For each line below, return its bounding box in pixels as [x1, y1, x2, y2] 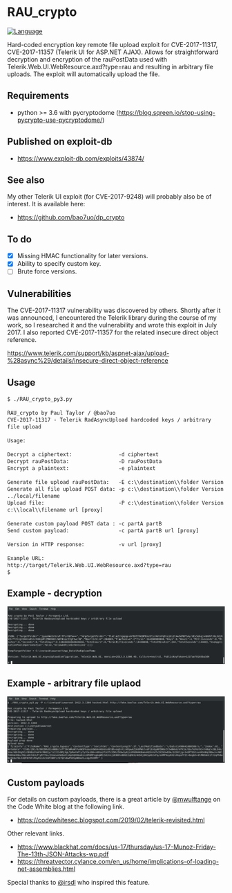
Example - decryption [7, 588, 102, 599]
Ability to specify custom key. [17, 260, 101, 268]
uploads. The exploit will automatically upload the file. [7, 70, 160, 78]
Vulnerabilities [7, 288, 72, 300]
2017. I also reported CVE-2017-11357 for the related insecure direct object [7, 328, 219, 336]
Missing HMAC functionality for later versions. [17, 252, 148, 260]
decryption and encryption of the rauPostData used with [7, 55, 168, 63]
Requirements [7, 90, 69, 102]
